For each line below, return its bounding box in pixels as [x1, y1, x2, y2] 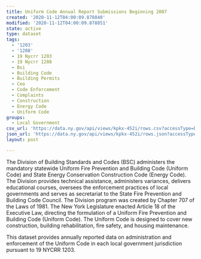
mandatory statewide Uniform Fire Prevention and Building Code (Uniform [6, 164, 188, 172]
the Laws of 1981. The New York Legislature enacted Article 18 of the [6, 203, 176, 210]
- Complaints [11, 92, 44, 98]
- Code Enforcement [11, 87, 60, 93]
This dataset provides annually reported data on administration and [6, 233, 172, 240]
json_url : [6, 131, 31, 138]
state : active [6, 25, 42, 32]
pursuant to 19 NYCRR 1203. [6, 246, 76, 253]
